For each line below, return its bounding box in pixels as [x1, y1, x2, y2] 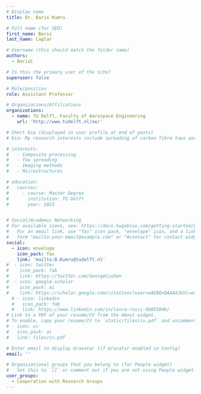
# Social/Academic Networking [6, 217, 82, 224]
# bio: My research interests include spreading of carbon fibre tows [6, 135, 186, 141]
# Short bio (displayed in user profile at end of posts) [6, 130, 154, 136]
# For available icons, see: [6, 223, 79, 229]
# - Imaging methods [6, 163, 63, 169]
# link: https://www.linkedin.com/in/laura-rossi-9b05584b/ [11, 306, 170, 312]
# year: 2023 [6, 201, 55, 207]
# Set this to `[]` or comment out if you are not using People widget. [6, 367, 197, 374]
